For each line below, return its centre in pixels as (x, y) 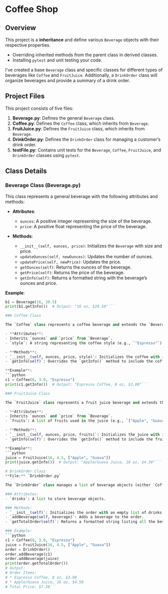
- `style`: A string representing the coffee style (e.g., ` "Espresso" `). (85, 343)
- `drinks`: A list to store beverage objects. (56, 499)
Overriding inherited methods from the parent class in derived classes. (85, 55)
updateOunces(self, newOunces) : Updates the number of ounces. (86, 256)
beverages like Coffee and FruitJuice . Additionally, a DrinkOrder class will (81, 75)
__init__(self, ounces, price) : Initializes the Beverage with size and (91, 246)
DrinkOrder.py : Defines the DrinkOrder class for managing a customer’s (86, 139)
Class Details (26, 171)
